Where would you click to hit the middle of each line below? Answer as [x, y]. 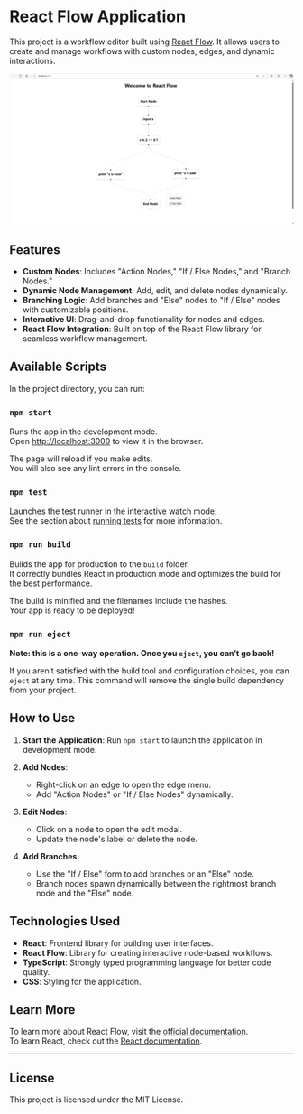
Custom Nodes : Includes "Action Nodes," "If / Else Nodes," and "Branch [156, 271]
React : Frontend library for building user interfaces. [118, 943]
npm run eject [40, 634]
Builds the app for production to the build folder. [100, 564]
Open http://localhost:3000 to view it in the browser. [106, 441]
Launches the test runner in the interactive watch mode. [114, 511]
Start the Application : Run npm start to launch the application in [142, 740]
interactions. [32, 60]
